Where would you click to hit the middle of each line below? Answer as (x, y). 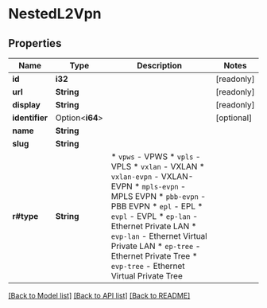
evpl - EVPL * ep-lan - (155, 216)
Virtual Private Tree (147, 276)
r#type (25, 216)
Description (160, 66)
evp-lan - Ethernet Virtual (159, 236)
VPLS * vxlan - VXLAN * (158, 166)
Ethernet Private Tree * (154, 256)
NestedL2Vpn (55, 14)
